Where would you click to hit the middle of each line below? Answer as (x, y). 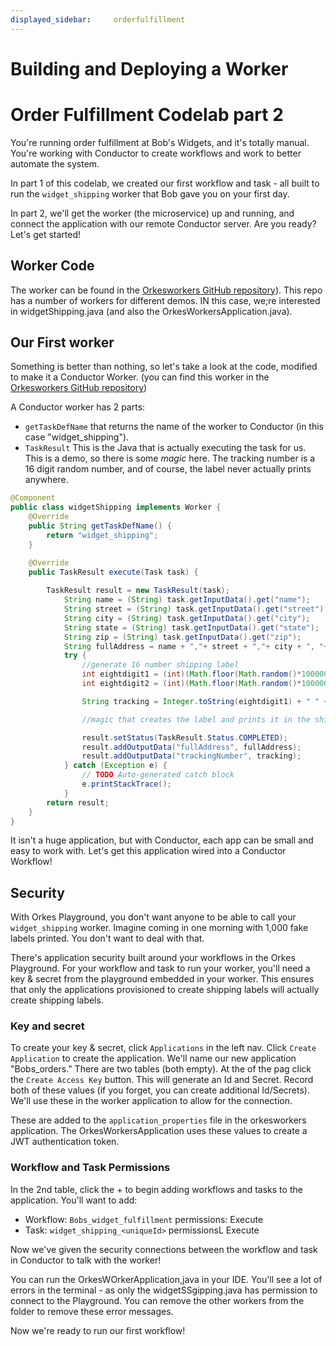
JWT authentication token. (65, 1142)
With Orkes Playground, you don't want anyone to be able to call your (153, 917)
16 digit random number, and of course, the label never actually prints (168, 469)
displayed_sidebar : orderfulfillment (98, 19)
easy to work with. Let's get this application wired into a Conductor (148, 851)
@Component (33, 498)
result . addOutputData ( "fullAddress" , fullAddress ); (191, 747)
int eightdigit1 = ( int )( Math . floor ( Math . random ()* (191, 674)
